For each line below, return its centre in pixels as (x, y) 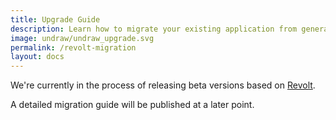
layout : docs (37, 57)
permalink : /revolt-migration (73, 47)
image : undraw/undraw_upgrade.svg (82, 38)
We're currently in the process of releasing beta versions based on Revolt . (163, 85)
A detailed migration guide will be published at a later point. (132, 105)
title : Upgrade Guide (55, 19)
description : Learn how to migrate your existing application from (154, 29)
